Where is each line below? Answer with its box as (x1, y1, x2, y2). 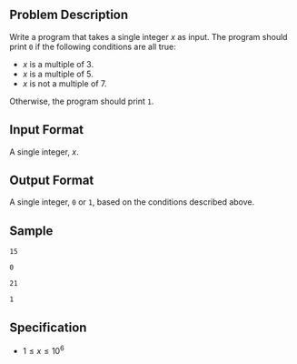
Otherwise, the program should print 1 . (9, 96, 154, 106)
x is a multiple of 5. (22, 68, 94, 79)
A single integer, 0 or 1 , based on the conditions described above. (9, 197, 255, 207)
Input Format (9, 122, 84, 137)
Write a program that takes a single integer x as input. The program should (9, 31, 288, 42)
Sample (9, 223, 54, 238)
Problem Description (9, 7, 129, 23)
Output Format (9, 173, 94, 188)
